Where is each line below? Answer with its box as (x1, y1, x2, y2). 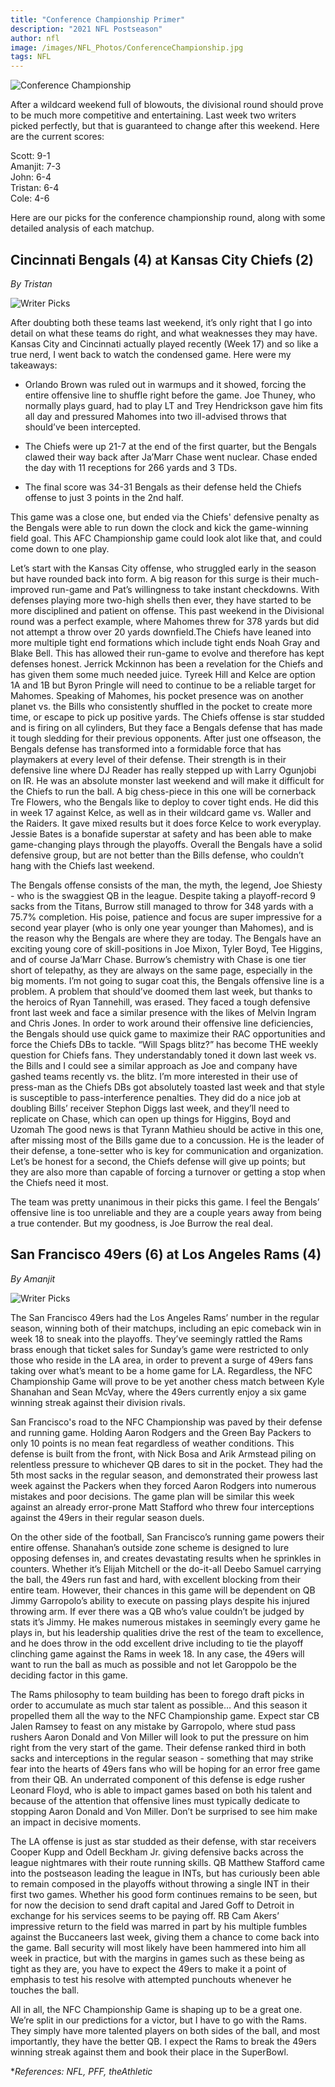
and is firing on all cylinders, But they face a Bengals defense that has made (10, 721, 323, 733)
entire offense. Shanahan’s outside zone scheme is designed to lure (10, 1541, 290, 1553)
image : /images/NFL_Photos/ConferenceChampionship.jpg (10, 42, 244, 53)
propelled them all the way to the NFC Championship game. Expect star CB (10, 1709, 320, 1721)
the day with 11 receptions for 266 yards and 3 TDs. (24, 461, 238, 473)
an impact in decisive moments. (10, 1816, 142, 1828)
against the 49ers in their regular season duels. (10, 1511, 205, 1523)
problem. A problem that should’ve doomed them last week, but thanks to (10, 985, 313, 997)
